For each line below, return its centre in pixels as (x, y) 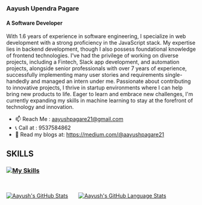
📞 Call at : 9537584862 (43, 128)
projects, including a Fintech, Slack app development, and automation (93, 62)
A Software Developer (34, 23)
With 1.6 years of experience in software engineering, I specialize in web (96, 36)
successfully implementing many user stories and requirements (85, 75)
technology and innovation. (40, 107)
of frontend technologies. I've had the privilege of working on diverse (93, 56)
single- (174, 75)
